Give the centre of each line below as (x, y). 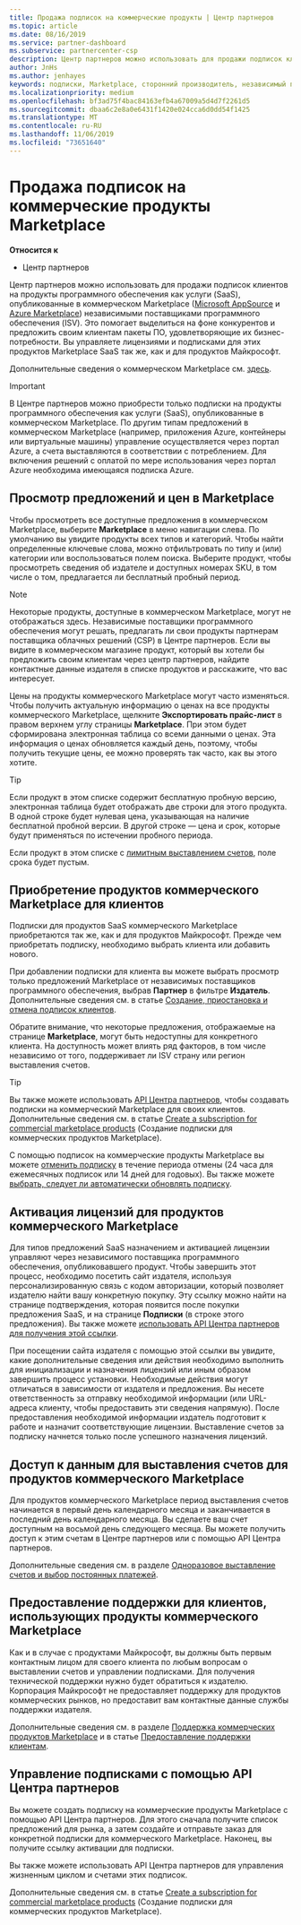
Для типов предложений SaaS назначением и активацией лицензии (140, 1247)
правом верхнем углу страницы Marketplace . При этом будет (128, 724)
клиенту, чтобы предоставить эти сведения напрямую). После (159, 1408)
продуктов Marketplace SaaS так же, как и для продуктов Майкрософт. (145, 351)
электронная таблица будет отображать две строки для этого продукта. (148, 807)
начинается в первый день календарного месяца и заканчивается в (140, 1509)
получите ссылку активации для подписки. (92, 1848)
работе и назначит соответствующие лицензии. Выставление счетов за (147, 1427)
